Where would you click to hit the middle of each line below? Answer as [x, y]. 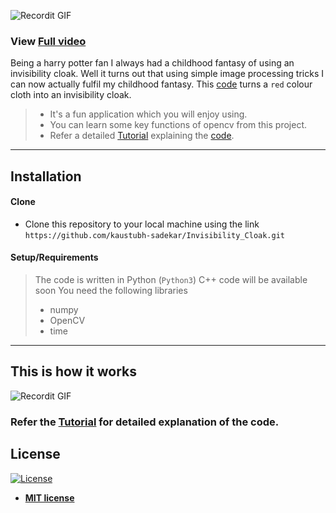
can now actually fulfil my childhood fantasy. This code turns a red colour [161, 84]
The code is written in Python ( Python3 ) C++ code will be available [171, 280]
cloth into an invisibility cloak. [71, 95]
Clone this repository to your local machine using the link [142, 224]
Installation [46, 176]
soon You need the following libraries [111, 291]
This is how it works [74, 371]
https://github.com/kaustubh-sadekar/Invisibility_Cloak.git [155, 235]
